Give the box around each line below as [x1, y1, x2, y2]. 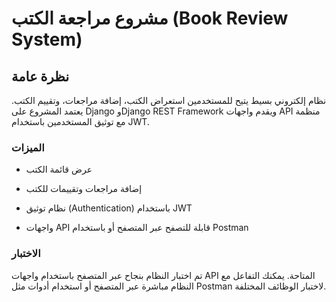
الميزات [11, 140, 45, 154]
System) [11, 28, 83, 51]
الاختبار [11, 247, 41, 261]
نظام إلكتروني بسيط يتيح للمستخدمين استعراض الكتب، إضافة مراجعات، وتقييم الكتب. [11, 95, 327, 106]
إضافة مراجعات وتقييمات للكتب [25, 183, 143, 195]
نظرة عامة [11, 68, 70, 85]
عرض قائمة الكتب [25, 163, 93, 176]
